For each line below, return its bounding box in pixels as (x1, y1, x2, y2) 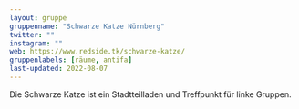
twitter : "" (9, 30, 55, 39)
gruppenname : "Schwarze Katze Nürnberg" (9, 22, 166, 31)
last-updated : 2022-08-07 (9, 64, 108, 74)
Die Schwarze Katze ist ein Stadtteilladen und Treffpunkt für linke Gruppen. (9, 88, 292, 100)
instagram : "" (9, 38, 64, 48)
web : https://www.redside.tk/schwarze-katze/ (9, 47, 185, 56)
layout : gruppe (9, 13, 67, 23)
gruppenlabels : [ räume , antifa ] (9, 55, 132, 64)
